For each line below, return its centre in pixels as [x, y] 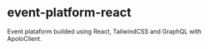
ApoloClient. [25, 38]
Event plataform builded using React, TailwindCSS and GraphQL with [104, 31]
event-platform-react [69, 13]
